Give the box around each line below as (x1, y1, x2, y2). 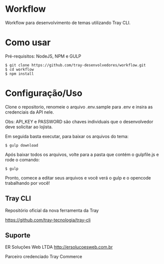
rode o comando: (5, 156, 40, 163)
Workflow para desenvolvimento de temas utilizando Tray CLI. (5, 20, 131, 26)
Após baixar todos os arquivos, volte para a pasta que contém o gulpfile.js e (5, 151, 159, 157)
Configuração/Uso (5, 88, 82, 99)
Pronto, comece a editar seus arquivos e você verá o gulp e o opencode (5, 175, 151, 180)
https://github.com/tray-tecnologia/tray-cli (5, 217, 91, 223)
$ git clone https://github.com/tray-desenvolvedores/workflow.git (5, 62, 146, 67)
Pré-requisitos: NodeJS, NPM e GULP (5, 53, 82, 59)
